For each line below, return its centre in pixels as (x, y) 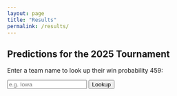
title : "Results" (32, 20)
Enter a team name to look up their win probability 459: (85, 71)
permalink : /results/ (38, 26)
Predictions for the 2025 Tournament (88, 54)
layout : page (26, 13)
